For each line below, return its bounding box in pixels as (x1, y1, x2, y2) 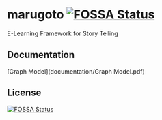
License (7, 87, 42, 99)
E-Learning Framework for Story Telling (7, 29, 118, 37)
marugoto (7, 7, 64, 22)
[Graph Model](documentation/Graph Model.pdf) (7, 67, 145, 75)
